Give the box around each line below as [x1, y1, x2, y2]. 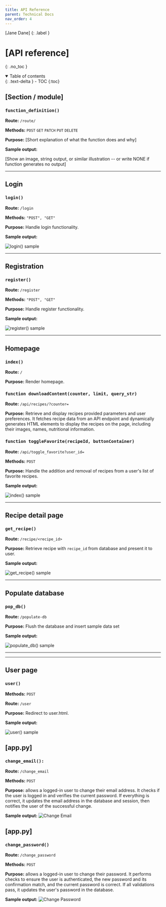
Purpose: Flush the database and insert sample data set [5, 623, 120, 629]
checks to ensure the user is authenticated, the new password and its [5, 876, 147, 882]
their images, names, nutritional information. [5, 426, 95, 432]
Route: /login [5, 205, 34, 211]
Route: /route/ [5, 118, 36, 124]
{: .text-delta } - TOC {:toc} [5, 79, 60, 85]
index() [5, 359, 24, 365]
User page [5, 666, 38, 675]
